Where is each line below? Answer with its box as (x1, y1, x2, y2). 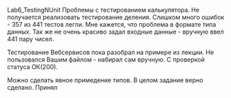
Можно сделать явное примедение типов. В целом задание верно (7, 76, 203, 84)
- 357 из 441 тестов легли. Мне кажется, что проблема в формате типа (7, 21, 217, 28)
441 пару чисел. (7, 35, 54, 43)
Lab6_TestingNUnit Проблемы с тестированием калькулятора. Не (7, 6, 200, 14)
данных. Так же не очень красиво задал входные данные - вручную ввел (7, 27, 224, 36)
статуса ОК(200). (7, 63, 59, 71)
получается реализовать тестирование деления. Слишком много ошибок (7, 13, 225, 21)
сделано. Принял (7, 84, 58, 91)
